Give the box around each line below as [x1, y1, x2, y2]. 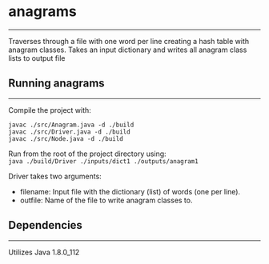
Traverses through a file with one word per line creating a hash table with [8, 36, 250, 46]
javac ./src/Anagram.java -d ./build [8, 121, 134, 129]
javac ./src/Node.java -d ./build [8, 134, 124, 142]
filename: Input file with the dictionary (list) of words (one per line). [19, 186, 241, 196]
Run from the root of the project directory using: [8, 149, 167, 158]
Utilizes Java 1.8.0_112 [8, 247, 80, 257]
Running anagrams [8, 77, 106, 90]
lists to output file [8, 53, 66, 62]
